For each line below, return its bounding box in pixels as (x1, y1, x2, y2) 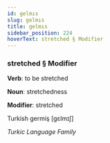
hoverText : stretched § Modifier (7, 36, 104, 43)
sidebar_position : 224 (7, 29, 73, 37)
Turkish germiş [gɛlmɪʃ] (7, 115, 74, 123)
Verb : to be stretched (7, 74, 68, 83)
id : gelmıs (7, 10, 39, 17)
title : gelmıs (7, 23, 48, 30)
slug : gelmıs (7, 17, 45, 23)
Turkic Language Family (7, 128, 76, 136)
